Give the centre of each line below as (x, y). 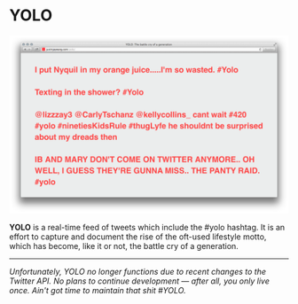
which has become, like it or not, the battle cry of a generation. (124, 246)
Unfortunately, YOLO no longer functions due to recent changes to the (138, 271)
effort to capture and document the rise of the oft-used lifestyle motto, (138, 237)
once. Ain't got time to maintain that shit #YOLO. (98, 290)
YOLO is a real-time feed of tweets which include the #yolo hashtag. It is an (147, 227)
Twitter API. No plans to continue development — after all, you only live (140, 281)
